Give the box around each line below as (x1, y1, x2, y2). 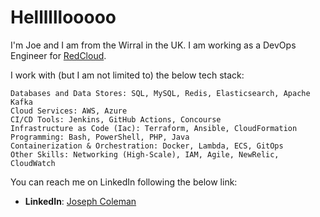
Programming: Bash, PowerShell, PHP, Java (10, 132, 190, 142)
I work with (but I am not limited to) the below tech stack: (10, 69, 245, 81)
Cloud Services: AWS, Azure (10, 106, 128, 116)
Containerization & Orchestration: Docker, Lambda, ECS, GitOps (10, 141, 284, 151)
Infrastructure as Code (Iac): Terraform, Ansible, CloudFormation (10, 123, 298, 133)
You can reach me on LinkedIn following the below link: (10, 176, 238, 188)
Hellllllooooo (10, 6, 117, 29)
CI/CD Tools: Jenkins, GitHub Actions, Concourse (10, 114, 222, 125)
